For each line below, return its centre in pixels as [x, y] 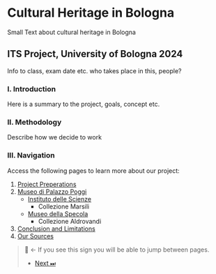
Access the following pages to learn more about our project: [93, 170]
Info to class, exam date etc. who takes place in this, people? [94, 70]
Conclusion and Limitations [56, 229]
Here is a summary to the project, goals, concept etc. [84, 104]
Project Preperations [47, 184]
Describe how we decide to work [55, 137]
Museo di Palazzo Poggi [52, 191]
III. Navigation [31, 155]
